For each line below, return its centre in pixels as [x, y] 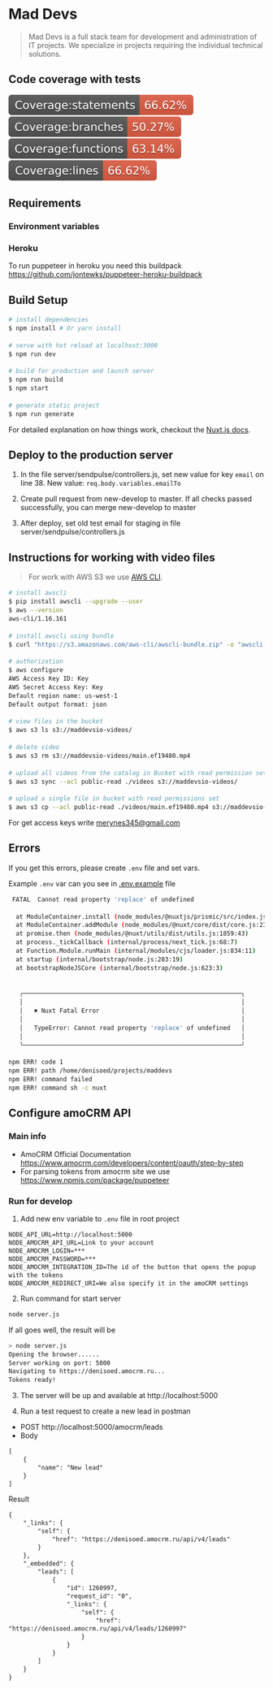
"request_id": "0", [99, 1596]
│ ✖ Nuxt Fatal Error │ [132, 1011]
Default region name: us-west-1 [63, 695]
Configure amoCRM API [70, 1113]
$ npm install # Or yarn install [65, 329]
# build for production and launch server [81, 371]
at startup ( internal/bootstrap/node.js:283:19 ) [100, 959]
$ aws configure [36, 670]
